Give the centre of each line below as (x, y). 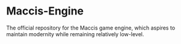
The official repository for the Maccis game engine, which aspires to (91, 28)
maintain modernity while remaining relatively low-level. (75, 34)
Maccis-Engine (45, 11)
